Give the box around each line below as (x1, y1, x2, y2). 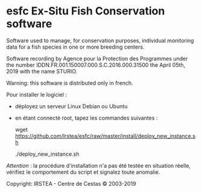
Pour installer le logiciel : (6, 91, 68, 98)
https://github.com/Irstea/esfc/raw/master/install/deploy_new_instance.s (14, 132, 196, 139)
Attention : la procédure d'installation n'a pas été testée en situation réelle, (6, 162, 191, 169)
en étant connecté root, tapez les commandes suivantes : (14, 114, 158, 121)
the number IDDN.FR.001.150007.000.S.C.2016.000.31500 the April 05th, (6, 61, 186, 69)
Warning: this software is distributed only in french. (6, 79, 134, 87)
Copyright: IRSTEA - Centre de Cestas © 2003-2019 (6, 180, 137, 187)
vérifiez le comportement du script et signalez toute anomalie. (6, 168, 160, 176)
